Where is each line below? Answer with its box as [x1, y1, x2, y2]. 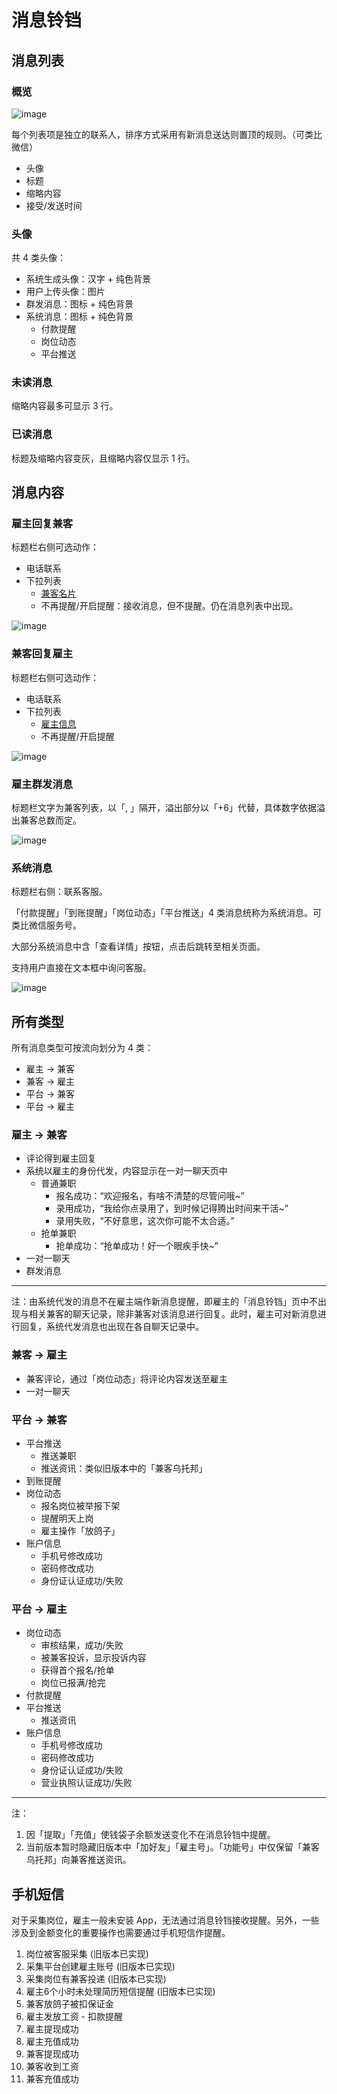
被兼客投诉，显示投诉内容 [40, 1652, 147, 1664]
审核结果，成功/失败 [40, 1639, 124, 1651]
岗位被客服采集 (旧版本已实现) [25, 1948, 149, 1960]
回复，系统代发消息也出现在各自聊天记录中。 [19, 1321, 204, 1333]
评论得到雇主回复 [25, 1152, 97, 1165]
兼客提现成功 [25, 2048, 79, 2060]
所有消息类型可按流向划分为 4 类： [11, 1042, 154, 1054]
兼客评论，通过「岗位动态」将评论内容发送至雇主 [25, 1372, 228, 1385]
